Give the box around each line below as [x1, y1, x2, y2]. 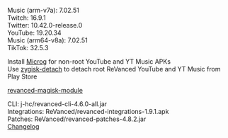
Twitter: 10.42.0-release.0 [7, 21, 83, 29]
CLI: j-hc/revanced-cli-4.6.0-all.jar [7, 100, 108, 108]
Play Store [7, 72, 38, 81]
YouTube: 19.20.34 [7, 28, 62, 37]
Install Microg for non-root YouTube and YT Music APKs [7, 57, 171, 66]
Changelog [7, 122, 40, 130]
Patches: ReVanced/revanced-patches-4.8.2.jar [7, 115, 147, 123]
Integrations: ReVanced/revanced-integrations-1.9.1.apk [7, 108, 169, 115]
